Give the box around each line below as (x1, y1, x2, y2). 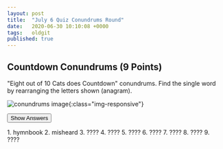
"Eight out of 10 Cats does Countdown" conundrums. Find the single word (7, 79, 216, 87)
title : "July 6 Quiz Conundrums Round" (7, 16, 125, 23)
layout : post (7, 10, 45, 17)
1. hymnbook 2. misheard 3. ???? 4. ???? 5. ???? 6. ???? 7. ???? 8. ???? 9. (7, 128, 210, 136)
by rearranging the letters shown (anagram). (7, 87, 132, 95)
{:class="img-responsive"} (68, 100, 144, 108)
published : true (7, 36, 54, 43)
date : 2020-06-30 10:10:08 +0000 (7, 23, 109, 30)
